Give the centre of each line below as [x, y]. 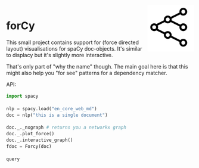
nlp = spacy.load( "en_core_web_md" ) [52, 108]
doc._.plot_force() [30, 134]
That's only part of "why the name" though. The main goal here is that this [97, 66]
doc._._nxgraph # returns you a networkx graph [66, 127]
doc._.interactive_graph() [40, 140]
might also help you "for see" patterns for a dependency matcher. [87, 73]
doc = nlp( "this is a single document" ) [57, 115]
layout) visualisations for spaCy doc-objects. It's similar [74, 48]
